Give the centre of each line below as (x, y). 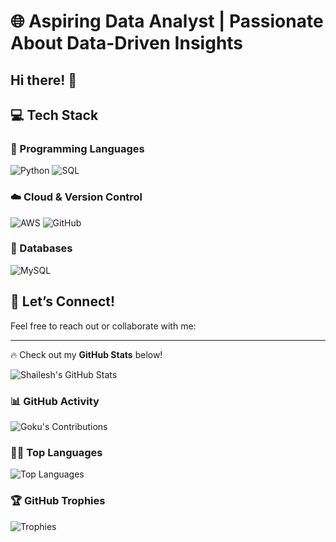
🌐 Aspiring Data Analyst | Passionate (167, 21)
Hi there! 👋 (44, 80)
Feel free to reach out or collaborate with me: (103, 326)
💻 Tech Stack (54, 115)
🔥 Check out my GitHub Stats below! (86, 354)
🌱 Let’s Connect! (63, 301)
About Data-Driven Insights (127, 43)
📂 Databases (41, 248)
